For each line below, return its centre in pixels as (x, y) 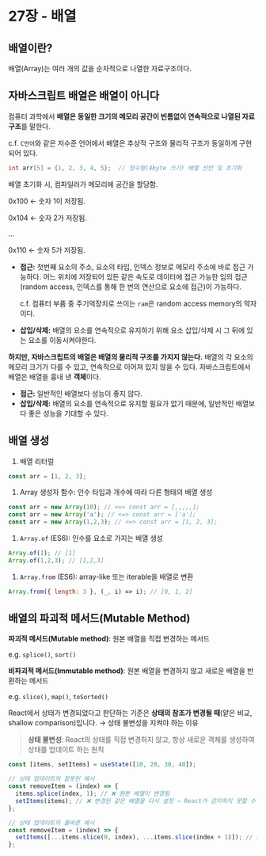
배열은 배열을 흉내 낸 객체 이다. (55, 376)
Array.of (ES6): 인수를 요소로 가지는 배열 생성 (91, 538)
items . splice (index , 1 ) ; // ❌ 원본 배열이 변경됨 (93, 794)
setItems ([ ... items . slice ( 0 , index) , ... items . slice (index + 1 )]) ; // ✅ (139, 837)
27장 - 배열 (42, 16)
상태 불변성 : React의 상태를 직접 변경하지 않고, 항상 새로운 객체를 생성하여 (141, 740)
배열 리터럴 (37, 461)
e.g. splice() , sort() (42, 655)
